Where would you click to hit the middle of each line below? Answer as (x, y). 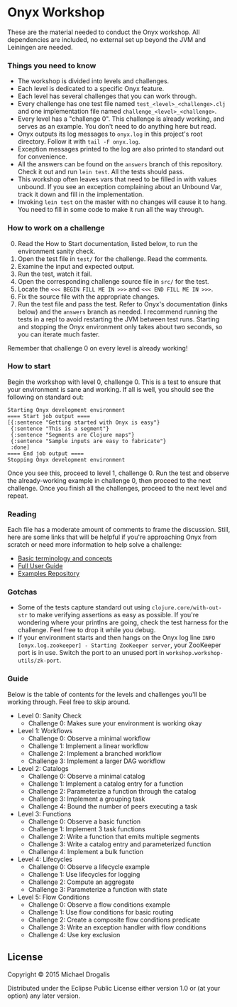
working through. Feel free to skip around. (69, 702)
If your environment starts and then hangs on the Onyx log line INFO (116, 638)
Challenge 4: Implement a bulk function (86, 851)
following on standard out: (45, 397)
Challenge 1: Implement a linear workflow (88, 746)
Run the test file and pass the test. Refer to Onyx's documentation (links (123, 304)
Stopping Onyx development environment (66, 459)
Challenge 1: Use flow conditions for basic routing (101, 912)
